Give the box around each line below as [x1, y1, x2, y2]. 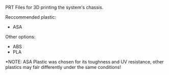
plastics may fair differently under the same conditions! [5, 64, 122, 70]
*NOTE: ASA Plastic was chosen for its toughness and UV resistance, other [5, 59, 164, 65]
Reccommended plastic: [5, 14, 56, 20]
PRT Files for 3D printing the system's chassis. [5, 5, 104, 10]
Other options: [5, 34, 36, 40]
